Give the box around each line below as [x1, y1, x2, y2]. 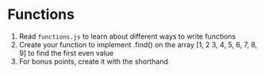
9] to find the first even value [18, 48, 114, 57]
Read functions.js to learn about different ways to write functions [18, 31, 236, 41]
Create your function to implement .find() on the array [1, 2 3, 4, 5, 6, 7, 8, [18, 39, 258, 49]
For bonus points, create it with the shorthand [18, 57, 168, 66]
